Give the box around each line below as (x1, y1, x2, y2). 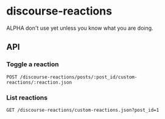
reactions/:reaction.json (6, 79, 72, 86)
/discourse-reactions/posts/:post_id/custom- (19, 74, 138, 80)
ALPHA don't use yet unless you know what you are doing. (6, 24, 153, 32)
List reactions (6, 93, 47, 101)
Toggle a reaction (6, 60, 59, 69)
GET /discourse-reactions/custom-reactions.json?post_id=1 (6, 107, 160, 113)
